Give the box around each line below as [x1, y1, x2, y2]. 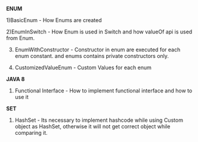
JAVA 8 [6, 76, 25, 82]
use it [14, 94, 29, 100]
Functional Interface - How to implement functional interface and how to [14, 87, 193, 94]
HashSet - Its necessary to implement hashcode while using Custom [14, 116, 184, 124]
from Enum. [6, 35, 35, 41]
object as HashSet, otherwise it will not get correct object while [14, 123, 171, 130]
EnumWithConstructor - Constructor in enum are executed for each [14, 46, 181, 53]
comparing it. [14, 129, 48, 136]
